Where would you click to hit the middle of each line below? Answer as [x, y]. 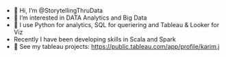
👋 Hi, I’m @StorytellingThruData [58, 11]
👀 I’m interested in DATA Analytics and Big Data [80, 18]
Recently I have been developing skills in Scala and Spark [95, 39]
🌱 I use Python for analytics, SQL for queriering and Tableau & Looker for [116, 25]
